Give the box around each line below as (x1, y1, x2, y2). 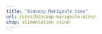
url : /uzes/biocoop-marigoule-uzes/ (6, 14, 96, 20)
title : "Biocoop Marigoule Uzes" (6, 8, 88, 14)
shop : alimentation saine (6, 19, 70, 25)
